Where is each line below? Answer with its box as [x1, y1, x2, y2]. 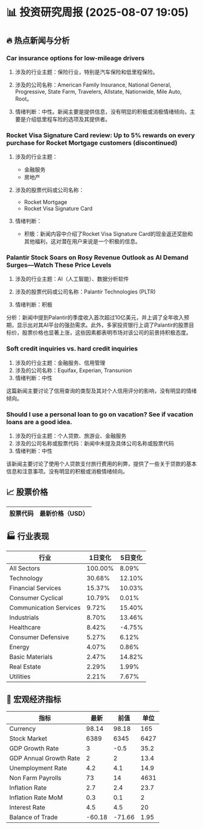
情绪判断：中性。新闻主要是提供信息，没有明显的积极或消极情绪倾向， [14, 108, 190, 115]
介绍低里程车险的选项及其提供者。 [25, 116, 111, 123]
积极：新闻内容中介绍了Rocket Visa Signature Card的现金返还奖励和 [24, 231, 193, 238]
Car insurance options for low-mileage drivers [6, 54, 145, 62]
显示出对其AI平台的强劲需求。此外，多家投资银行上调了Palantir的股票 [16, 321, 189, 329]
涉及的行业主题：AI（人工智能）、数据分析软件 [14, 275, 129, 283]
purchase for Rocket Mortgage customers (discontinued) [6, 139, 178, 147]
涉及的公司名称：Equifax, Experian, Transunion [14, 367, 132, 374]
